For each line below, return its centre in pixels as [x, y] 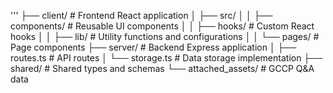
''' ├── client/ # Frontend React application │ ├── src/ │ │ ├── [141, 15]
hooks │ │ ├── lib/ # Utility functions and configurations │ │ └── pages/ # [165, 36]
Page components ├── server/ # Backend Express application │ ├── [153, 47]
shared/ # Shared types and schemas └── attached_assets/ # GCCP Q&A [162, 68]
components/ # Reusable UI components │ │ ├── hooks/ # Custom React [162, 26]
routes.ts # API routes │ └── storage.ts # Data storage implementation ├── [166, 58]
